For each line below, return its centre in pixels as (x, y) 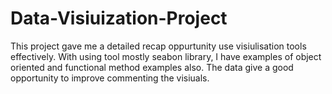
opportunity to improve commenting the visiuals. (110, 78)
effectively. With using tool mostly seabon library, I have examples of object (166, 56)
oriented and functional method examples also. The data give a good (152, 67)
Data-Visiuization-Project (119, 18)
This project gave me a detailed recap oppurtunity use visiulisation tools (158, 46)
